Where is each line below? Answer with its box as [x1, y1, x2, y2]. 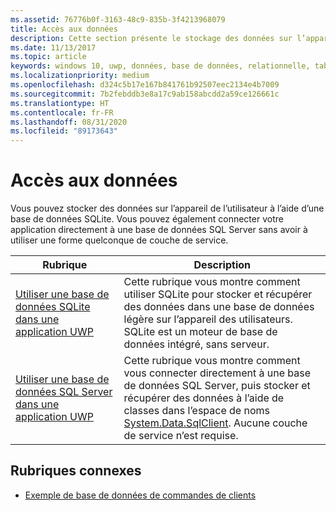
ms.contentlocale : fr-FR [10, 107, 114, 118]
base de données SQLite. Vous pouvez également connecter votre [10, 213, 284, 225]
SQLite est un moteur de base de [123, 325, 278, 339]
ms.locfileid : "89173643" [10, 126, 118, 136]
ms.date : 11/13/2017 [10, 42, 97, 53]
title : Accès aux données [10, 24, 118, 34]
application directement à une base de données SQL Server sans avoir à [10, 224, 308, 236]
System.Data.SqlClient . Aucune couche [123, 416, 308, 430]
